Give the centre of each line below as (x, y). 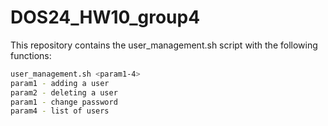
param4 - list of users (60, 111)
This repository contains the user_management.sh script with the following (164, 45)
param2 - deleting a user (64, 92)
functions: (31, 55)
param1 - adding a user (60, 83)
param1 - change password (64, 102)
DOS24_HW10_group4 (105, 17)
